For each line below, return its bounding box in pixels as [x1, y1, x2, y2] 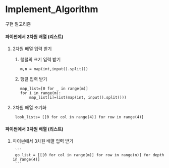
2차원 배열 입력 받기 [12, 46, 52, 52]
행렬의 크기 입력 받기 [20, 57, 61, 63]
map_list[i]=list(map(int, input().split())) [29, 95, 127, 100]
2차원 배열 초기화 [12, 105, 47, 111]
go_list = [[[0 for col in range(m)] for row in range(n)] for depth [15, 153, 164, 158]
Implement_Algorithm [5, 4, 98, 15]
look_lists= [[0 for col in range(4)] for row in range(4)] [15, 115, 144, 120]
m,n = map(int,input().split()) [20, 67, 88, 72]
